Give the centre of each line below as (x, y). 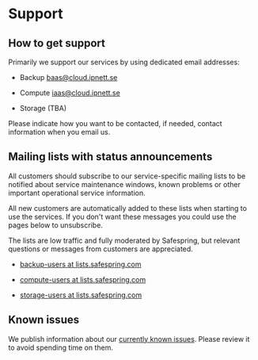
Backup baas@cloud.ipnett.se (68, 77)
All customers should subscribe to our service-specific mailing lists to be (127, 176)
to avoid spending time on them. (61, 347)
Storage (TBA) (43, 108)
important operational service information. (77, 193)
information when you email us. (59, 132)
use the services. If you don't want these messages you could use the (122, 216)
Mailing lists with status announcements (110, 157)
